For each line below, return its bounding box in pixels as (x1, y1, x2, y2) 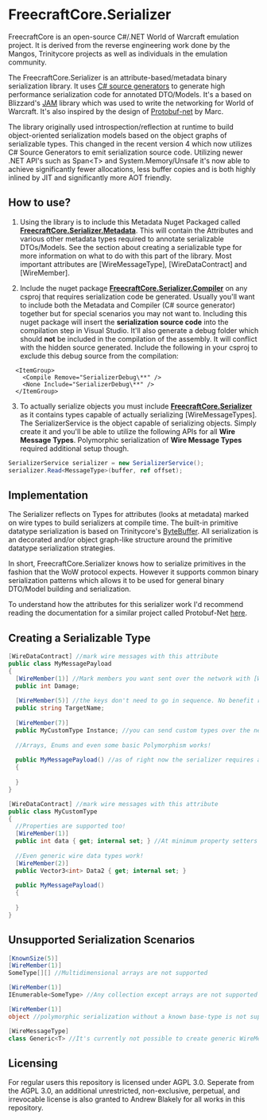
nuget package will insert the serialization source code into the (19, 317, 229, 327)
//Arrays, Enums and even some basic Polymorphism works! (15, 741, 212, 750)
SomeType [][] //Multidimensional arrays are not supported (8, 969, 208, 977)
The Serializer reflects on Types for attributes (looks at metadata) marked (8, 510, 249, 519)
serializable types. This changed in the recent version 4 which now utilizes (8, 139, 253, 148)
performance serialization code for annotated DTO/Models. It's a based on (8, 89, 252, 99)
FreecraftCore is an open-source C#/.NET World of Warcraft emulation (8, 32, 240, 41)
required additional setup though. (19, 444, 130, 453)
